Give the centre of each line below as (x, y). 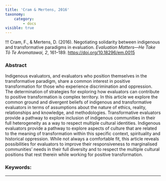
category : (24, 19)
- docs (30, 23)
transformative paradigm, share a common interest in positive (68, 81)
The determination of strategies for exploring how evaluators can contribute (82, 92)
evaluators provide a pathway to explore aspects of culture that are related (81, 128)
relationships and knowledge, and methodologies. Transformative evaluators (83, 113)
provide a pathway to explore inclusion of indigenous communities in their (80, 118)
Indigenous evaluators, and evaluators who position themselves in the (76, 76)
